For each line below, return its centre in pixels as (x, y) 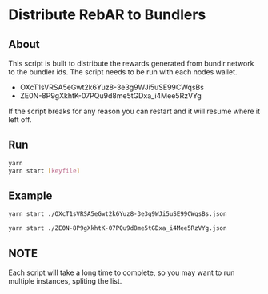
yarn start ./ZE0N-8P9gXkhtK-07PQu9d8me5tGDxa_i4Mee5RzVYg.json (118, 228)
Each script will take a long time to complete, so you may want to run (122, 272)
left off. (20, 120)
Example (30, 195)
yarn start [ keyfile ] (44, 171)
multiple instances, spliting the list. (65, 280)
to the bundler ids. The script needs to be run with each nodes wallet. (123, 72)
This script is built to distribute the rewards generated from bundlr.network (131, 63)
